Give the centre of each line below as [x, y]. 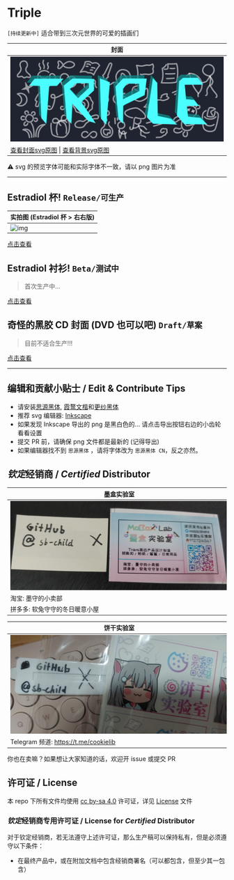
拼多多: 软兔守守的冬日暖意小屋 [55, 609]
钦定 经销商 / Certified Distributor [79, 474]
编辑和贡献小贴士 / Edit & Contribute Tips [96, 389]
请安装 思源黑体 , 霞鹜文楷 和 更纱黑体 [68, 407]
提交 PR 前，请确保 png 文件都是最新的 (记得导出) [88, 441]
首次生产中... [42, 286]
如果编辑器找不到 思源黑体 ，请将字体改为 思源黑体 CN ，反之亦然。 [109, 450]
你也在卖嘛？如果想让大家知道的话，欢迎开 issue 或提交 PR [92, 759]
